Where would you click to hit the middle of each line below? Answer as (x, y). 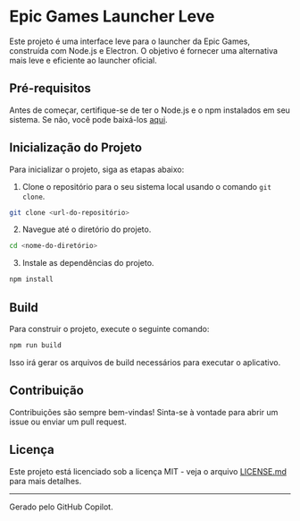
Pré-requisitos (50, 88)
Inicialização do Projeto (76, 148)
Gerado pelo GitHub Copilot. (61, 507)
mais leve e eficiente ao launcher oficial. (83, 60)
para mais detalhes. (46, 481)
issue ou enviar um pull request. (68, 422)
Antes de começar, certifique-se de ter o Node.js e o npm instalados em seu (150, 110)
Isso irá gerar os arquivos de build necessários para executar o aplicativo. (145, 362)
